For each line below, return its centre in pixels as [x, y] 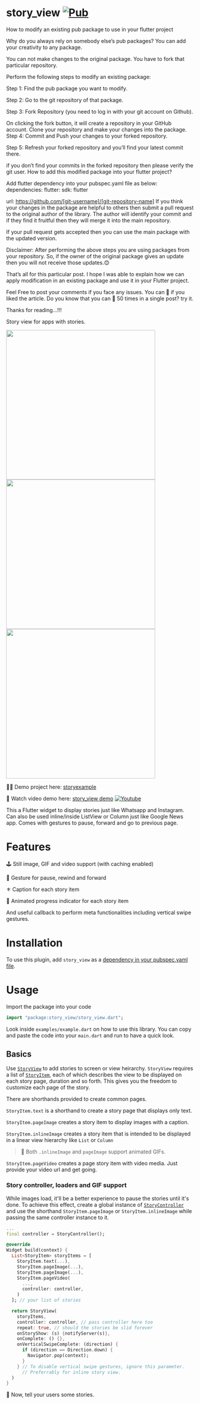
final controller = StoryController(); [56, 1234]
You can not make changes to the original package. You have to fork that [95, 59]
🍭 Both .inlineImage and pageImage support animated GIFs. [93, 1152]
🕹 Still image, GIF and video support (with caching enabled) [80, 863]
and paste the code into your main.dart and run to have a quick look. [90, 1035]
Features [29, 847]
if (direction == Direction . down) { [67, 1350]
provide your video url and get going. [51, 1170]
